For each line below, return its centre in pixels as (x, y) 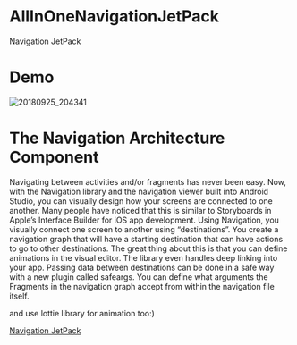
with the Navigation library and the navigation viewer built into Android (139, 191)
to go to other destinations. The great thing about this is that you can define (148, 248)
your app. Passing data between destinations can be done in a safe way (142, 267)
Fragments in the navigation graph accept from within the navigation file (142, 286)
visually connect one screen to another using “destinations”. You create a (144, 229)
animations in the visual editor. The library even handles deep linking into (144, 257)
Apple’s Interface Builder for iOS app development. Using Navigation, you (144, 220)
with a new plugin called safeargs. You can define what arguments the (139, 277)
